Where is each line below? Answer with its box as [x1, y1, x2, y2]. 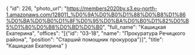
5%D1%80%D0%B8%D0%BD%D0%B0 [6, 23, 103, 30]
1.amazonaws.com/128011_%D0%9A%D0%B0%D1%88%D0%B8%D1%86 [6, 11, 186, 18]
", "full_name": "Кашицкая [102, 23, 166, 30]
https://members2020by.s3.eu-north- [66, 5, 158, 12]
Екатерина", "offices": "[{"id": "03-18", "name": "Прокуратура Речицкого [6, 30, 186, 37]
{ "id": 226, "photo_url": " [6, 5, 67, 12]
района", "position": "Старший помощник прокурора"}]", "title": [6, 36, 164, 43]
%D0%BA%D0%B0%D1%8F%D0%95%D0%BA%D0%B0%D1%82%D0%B [6, 18, 189, 24]
